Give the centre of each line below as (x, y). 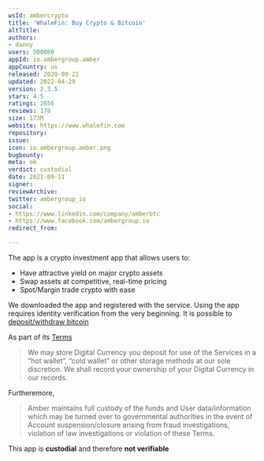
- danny (21, 45)
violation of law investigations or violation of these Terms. (121, 433)
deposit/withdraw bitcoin (48, 322)
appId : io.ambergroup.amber (54, 60)
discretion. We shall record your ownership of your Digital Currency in (141, 369)
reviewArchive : (33, 191)
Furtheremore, (32, 393)
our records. (48, 377)
